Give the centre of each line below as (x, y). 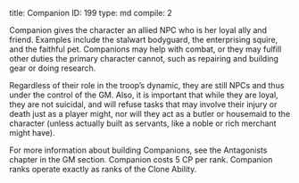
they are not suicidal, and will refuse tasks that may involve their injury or (143, 104)
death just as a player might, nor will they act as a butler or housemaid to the (150, 114)
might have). (32, 133)
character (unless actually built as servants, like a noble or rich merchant (143, 123)
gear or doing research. (53, 68)
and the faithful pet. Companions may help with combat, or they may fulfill (145, 49)
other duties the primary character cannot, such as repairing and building (144, 58)
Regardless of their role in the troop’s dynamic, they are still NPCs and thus (147, 85)
